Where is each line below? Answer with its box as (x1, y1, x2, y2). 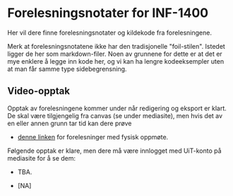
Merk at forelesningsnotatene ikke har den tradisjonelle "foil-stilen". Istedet (7, 42, 226, 50)
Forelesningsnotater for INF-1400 (7, 5, 209, 21)
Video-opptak (7, 85, 71, 97)
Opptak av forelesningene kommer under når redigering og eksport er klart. (7, 104, 227, 113)
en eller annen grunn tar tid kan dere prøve (7, 119, 132, 127)
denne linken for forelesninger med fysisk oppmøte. (17, 132, 169, 141)
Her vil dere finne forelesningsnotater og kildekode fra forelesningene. (7, 28, 212, 37)
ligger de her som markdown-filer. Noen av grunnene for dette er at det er (7, 50, 222, 58)
